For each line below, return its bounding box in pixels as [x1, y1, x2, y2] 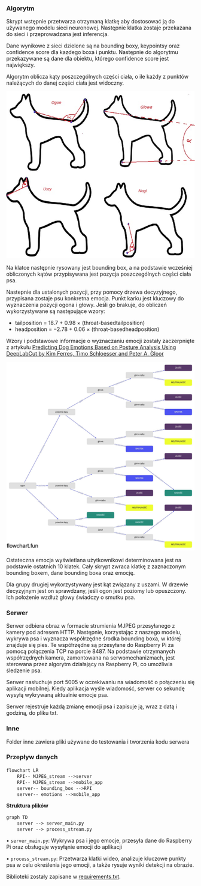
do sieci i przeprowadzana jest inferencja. [6, 31, 109, 38]
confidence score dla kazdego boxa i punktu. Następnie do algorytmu [6, 49, 178, 56]
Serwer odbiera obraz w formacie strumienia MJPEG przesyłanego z [6, 622, 175, 630]
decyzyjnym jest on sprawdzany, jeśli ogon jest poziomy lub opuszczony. [6, 587, 187, 594]
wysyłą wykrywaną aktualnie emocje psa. [6, 691, 109, 699]
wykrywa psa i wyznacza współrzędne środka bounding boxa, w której [6, 635, 181, 642]
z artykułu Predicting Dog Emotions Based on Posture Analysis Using [6, 344, 176, 351]
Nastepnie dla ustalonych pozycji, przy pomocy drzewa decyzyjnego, [6, 288, 178, 296]
